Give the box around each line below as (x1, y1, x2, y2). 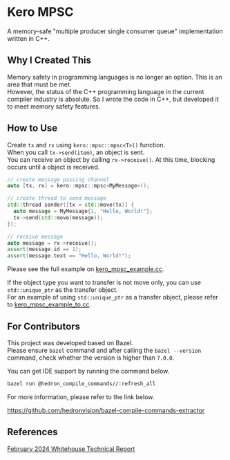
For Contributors (7, 320, 81, 332)
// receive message (7, 233, 64, 240)
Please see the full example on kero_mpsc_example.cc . (7, 265, 164, 273)
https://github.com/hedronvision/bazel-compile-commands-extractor (7, 406, 205, 414)
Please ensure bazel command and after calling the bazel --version (7, 347, 202, 354)
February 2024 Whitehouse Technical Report (7, 444, 135, 453)
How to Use (7, 122, 58, 134)
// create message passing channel (7, 176, 110, 183)
